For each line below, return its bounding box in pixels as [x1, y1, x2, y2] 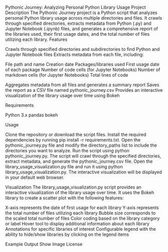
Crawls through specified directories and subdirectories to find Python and [5, 46, 160, 52]
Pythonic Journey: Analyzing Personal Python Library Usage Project [5, 5, 146, 10]
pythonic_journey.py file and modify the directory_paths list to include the [5, 142, 157, 148]
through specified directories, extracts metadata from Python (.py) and [5, 20, 151, 26]
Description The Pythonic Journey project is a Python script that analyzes [5, 10, 157, 16]
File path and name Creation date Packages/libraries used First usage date [5, 61, 159, 67]
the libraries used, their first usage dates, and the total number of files [5, 31, 150, 37]
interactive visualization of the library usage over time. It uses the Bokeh [5, 190, 154, 196]
